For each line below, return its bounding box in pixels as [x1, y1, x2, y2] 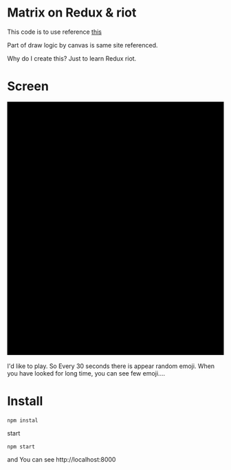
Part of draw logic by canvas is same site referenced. [7, 41, 158, 49]
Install [7, 394, 43, 409]
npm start [7, 443, 36, 450]
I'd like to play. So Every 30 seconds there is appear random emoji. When [7, 362, 215, 370]
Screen [7, 79, 49, 94]
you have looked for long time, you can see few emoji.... [7, 369, 166, 377]
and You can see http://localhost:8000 [7, 455, 116, 463]
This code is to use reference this [7, 28, 102, 36]
